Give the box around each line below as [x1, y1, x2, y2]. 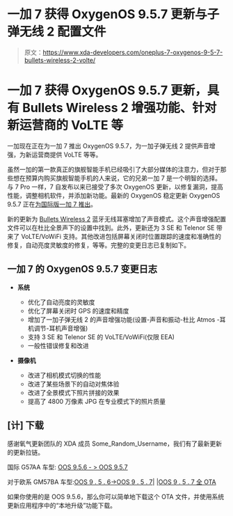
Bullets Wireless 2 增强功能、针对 [22, 100, 217, 116]
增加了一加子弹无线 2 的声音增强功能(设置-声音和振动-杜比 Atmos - [27, 315, 220, 324]
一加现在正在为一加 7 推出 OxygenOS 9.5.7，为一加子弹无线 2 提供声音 [7, 141, 210, 150]
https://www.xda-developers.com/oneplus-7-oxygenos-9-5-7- [42, 48, 223, 56]
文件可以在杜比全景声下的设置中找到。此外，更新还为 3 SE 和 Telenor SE [7, 224, 215, 232]
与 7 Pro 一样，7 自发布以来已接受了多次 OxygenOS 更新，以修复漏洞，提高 [7, 182, 224, 191]
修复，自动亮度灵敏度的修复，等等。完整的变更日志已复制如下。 [7, 241, 190, 249]
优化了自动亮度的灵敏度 [27, 297, 95, 306]
